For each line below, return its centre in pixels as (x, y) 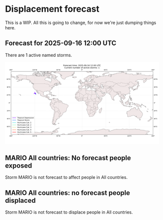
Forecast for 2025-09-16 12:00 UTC (61, 43)
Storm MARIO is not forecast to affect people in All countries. (66, 177)
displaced (20, 200)
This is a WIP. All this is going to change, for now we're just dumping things (81, 23)
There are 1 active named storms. (39, 55)
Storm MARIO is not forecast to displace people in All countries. (69, 212)
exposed (19, 165)
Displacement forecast (52, 9)
